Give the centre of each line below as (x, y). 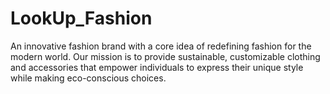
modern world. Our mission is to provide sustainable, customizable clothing (165, 56)
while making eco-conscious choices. (88, 78)
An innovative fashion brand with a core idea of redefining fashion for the (161, 46)
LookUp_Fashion (81, 18)
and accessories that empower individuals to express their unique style (157, 67)
